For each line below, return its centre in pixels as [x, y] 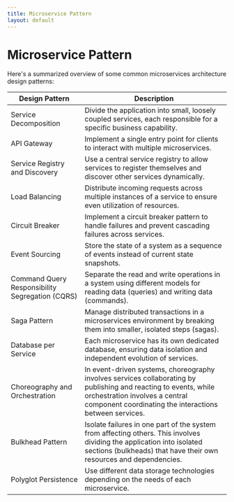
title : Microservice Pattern [49, 14]
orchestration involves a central [136, 396]
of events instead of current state [139, 254]
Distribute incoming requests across [144, 188]
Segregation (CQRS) [44, 296]
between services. [115, 413]
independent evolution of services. [141, 358]
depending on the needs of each [138, 480]
